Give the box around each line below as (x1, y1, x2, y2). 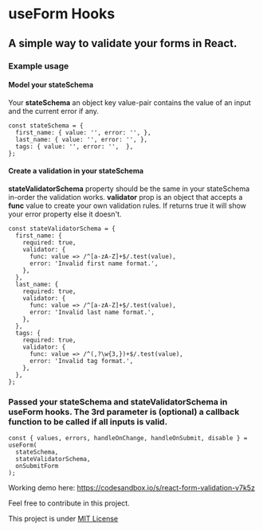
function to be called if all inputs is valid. (8, 416, 168, 427)
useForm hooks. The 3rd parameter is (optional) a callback (8, 406, 240, 417)
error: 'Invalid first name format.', (29, 260, 159, 267)
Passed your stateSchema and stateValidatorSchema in (8, 396, 228, 407)
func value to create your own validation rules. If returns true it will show (8, 201, 247, 210)
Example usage (8, 61, 69, 72)
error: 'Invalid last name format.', (29, 308, 155, 316)
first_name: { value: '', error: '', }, (15, 128, 151, 136)
